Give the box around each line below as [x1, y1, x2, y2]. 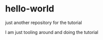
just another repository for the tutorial [5, 19, 82, 25]
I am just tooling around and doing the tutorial [5, 29, 99, 35]
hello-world [5, 3, 55, 14]
